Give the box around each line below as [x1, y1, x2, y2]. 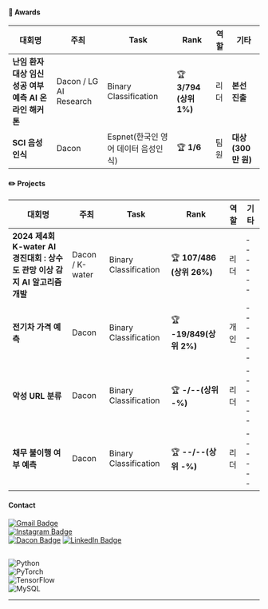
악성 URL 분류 [12, 391, 62, 402]
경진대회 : [12, 253, 46, 264]
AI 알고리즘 [22, 277, 62, 288]
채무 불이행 [12, 448, 52, 459]
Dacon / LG [56, 76, 99, 87]
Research [56, 96, 93, 107]
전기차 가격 [12, 321, 52, 332]
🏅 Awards [8, 7, 41, 17]
